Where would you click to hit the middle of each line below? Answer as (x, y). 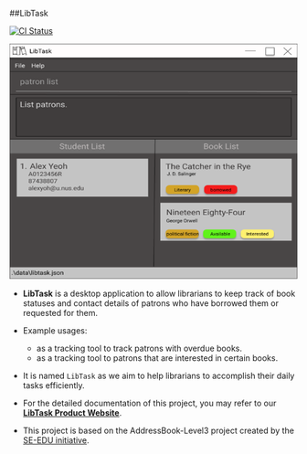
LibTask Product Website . (72, 412)
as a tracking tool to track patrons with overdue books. (139, 348)
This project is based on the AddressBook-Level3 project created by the (159, 430)
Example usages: (55, 330)
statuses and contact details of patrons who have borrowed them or (150, 303)
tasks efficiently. (53, 385)
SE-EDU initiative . (56, 440)
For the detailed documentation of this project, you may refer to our (149, 403)
